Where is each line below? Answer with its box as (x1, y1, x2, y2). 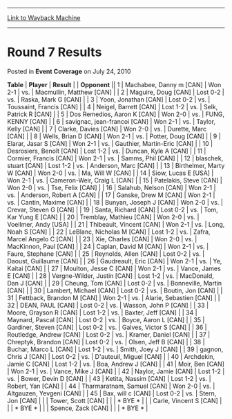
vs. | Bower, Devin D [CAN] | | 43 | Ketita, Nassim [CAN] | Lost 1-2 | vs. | (7, 374, 212, 382)
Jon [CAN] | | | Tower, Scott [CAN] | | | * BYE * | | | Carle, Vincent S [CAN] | (7, 396, 222, 404)
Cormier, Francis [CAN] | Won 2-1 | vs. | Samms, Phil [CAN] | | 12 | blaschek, (7, 153, 224, 162)
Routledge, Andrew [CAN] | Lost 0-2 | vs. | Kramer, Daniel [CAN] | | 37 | (7, 330, 211, 339)
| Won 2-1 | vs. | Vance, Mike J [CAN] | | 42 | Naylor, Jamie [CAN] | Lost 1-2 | (7, 367, 225, 375)
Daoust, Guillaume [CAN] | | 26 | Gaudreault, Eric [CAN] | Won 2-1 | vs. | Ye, (7, 257, 222, 265)
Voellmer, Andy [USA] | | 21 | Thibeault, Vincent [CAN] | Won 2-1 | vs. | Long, (7, 220, 225, 228)
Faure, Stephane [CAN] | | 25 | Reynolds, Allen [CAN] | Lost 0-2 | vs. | (7, 250, 205, 258)
